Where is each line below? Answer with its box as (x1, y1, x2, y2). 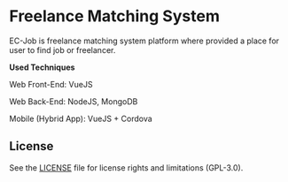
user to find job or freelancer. (9, 44, 116, 55)
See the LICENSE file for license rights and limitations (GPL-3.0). (9, 162, 244, 173)
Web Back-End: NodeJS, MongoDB (9, 95, 138, 107)
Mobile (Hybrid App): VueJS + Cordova (9, 113, 152, 124)
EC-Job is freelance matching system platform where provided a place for (9, 35, 280, 46)
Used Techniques (9, 62, 75, 72)
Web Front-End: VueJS (9, 79, 93, 89)
